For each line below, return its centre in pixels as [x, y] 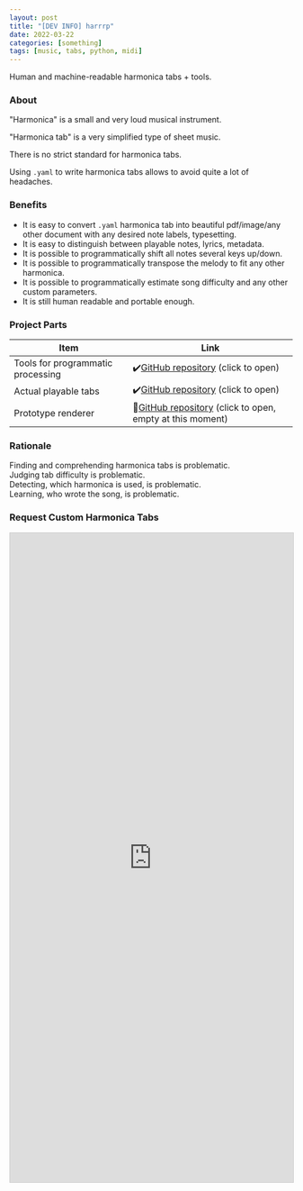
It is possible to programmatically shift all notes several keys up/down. [152, 253]
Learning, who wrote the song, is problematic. [94, 494]
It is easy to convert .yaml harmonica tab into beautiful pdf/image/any [151, 224]
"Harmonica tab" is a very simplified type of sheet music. [115, 137]
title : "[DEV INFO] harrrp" [62, 26]
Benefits [28, 205]
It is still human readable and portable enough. [108, 301]
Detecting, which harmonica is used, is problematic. [105, 485]
